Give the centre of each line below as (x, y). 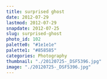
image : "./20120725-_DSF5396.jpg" (49, 67)
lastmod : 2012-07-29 (32, 23)
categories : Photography (37, 56)
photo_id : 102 (24, 39)
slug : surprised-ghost (34, 34)
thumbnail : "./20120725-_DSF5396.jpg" (54, 61)
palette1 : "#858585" (32, 50)
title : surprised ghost (35, 12)
